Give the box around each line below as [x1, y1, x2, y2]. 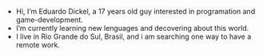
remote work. [15, 40, 61, 50]
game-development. [15, 15, 83, 24]
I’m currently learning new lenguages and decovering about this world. [15, 24, 249, 32]
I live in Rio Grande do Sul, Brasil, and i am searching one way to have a [15, 32, 252, 41]
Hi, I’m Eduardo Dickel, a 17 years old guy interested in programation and [15, 7, 256, 16]
